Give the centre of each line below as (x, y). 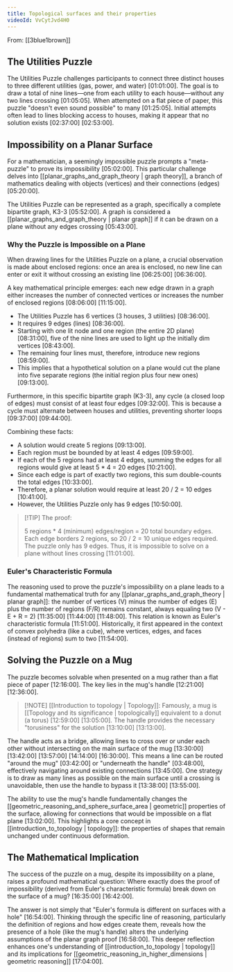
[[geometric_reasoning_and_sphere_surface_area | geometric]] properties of (116, 806)
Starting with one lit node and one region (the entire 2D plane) (106, 331)
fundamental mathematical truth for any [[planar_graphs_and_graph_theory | (116, 594)
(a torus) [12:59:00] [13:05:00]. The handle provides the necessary (119, 720)
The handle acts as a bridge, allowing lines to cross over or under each (109, 740)
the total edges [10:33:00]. (55, 482)
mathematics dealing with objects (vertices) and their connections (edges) (113, 184)
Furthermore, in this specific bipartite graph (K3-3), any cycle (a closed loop (116, 396)
